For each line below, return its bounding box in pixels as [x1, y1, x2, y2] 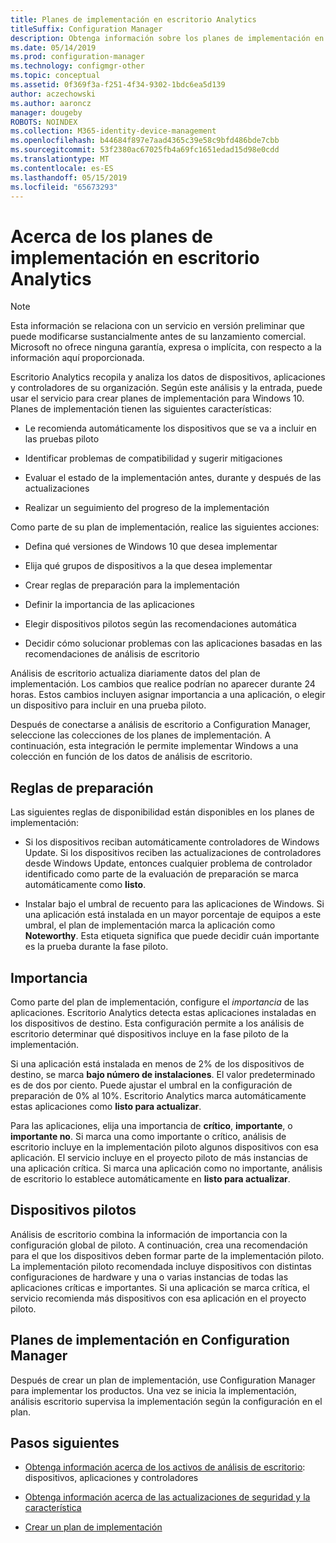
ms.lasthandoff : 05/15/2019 [10, 172, 128, 183]
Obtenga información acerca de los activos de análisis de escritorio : [24, 1461, 306, 1473]
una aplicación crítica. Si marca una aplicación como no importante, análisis [10, 1162, 323, 1174]
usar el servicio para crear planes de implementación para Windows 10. [10, 392, 305, 405]
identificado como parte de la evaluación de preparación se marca [24, 868, 299, 880]
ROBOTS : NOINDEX [10, 117, 78, 127]
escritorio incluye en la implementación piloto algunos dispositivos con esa [10, 1141, 319, 1153]
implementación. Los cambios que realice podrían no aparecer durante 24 [10, 678, 316, 690]
